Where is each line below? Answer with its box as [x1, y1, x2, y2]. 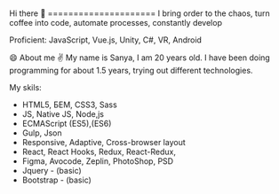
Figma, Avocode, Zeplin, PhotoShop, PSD [21, 156, 174, 167]
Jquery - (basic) [21, 166, 82, 176]
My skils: [9, 82, 42, 93]
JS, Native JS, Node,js [21, 109, 105, 120]
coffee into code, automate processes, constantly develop [9, 18, 222, 28]
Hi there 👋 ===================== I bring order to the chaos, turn [9, 8, 270, 19]
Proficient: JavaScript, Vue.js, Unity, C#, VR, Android [9, 35, 203, 45]
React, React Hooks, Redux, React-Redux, [21, 146, 176, 158]
